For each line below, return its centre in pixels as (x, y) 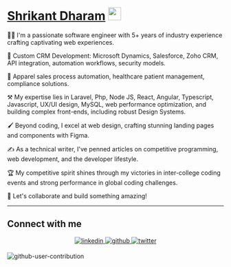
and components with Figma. (48, 135)
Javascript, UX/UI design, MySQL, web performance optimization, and (107, 104)
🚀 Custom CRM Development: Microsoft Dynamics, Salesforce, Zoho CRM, (113, 56)
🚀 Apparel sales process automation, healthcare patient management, (106, 76)
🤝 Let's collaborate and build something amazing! (77, 195)
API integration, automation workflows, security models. (87, 63)
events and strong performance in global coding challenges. (92, 182)
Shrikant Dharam (56, 16)
